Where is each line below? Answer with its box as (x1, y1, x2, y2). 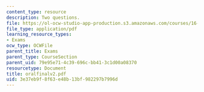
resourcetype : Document (6, 65, 67, 71)
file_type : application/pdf (6, 25, 78, 32)
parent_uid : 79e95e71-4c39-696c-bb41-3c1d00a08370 (6, 59, 137, 65)
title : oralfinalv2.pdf (6, 71, 67, 77)
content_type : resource (6, 8, 67, 15)
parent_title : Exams (6, 48, 59, 54)
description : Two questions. (6, 15, 80, 21)
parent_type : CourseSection (6, 54, 78, 60)
